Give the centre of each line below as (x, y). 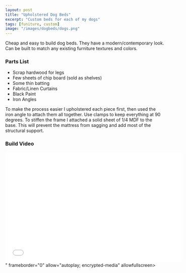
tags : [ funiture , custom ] (32, 24)
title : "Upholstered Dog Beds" (38, 15)
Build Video (20, 144)
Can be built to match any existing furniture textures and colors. (71, 49)
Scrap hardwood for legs (38, 73)
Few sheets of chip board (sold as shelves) (57, 78)
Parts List (17, 62)
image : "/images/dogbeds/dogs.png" (43, 29)
